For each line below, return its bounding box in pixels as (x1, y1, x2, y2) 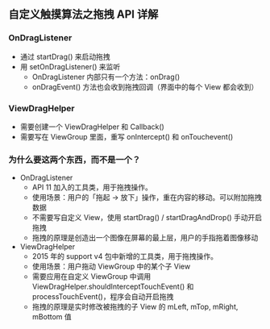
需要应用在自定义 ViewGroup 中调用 (31, 272, 152, 281)
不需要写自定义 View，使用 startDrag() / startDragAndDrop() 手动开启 (31, 213, 263, 223)
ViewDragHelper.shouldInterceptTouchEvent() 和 (31, 281, 194, 292)
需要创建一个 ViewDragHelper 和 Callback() (19, 122, 165, 131)
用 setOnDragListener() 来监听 (19, 61, 121, 71)
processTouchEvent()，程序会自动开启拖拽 (31, 292, 174, 302)
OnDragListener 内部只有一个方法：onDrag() (31, 72, 181, 81)
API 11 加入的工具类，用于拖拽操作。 (31, 182, 153, 192)
